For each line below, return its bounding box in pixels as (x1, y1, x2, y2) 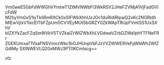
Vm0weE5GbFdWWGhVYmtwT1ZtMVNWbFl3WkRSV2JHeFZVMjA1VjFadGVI (5, 4, 159, 10)
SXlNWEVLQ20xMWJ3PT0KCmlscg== (19, 46, 97, 51)
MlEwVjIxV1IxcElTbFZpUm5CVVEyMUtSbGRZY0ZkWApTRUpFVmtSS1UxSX (5, 20, 158, 25)
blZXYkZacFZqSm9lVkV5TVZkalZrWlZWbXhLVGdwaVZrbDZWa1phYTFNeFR (5, 30, 159, 36)
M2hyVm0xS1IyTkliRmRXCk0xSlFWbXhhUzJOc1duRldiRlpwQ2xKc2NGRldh (5, 15, 157, 20)
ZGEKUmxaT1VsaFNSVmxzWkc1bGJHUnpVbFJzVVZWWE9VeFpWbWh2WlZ (5, 41, 159, 46)
